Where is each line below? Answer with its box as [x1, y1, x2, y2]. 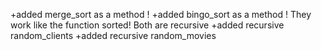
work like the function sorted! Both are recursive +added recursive [10, 19, 285, 31]
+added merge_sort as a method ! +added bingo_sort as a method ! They [10, 9, 312, 20]
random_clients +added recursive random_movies [10, 30, 217, 41]
